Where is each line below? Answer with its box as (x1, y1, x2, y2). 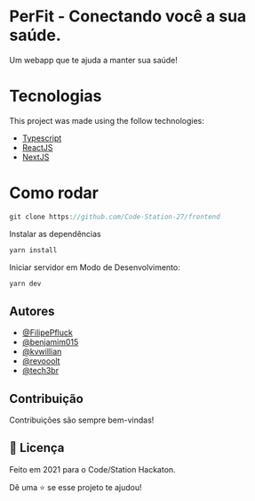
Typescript (21, 132, 62, 144)
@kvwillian (21, 346, 62, 357)
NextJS (21, 152, 50, 162)
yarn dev (9, 279, 42, 288)
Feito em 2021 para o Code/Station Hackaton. (9, 464, 176, 474)
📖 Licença (9, 440, 65, 456)
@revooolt (21, 356, 60, 366)
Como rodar (9, 183, 100, 203)
